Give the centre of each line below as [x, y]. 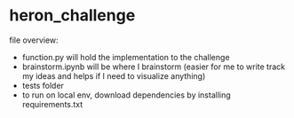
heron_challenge [72, 16]
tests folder [43, 85]
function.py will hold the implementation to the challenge [126, 57]
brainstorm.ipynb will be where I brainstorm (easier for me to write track [154, 67]
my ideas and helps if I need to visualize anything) [114, 75]
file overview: [34, 40]
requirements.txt [52, 104]
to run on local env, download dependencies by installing [126, 95]
